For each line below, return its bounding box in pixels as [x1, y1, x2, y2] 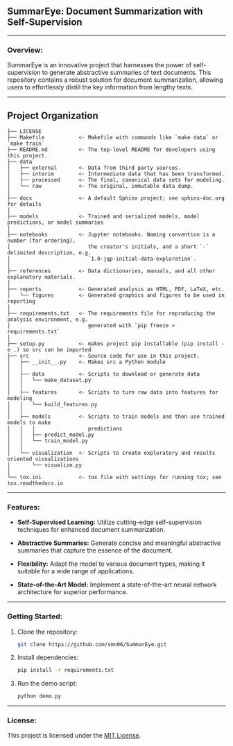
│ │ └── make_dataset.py [7, 376, 92, 383]
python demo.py [17, 693, 62, 700]
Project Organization [7, 110, 98, 121]
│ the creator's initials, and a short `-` [7, 243, 209, 250]
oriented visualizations [7, 456, 79, 462]
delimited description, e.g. [7, 249, 92, 256]
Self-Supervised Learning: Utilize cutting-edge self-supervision [17, 518, 202, 526]
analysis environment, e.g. [7, 315, 89, 323]
